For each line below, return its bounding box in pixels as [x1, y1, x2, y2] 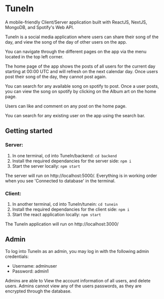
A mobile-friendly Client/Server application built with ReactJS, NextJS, [5, 19, 147, 25]
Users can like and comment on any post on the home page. [5, 103, 127, 109]
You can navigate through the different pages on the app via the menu [5, 49, 147, 54]
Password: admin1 [12, 268, 49, 274]
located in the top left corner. [5, 53, 64, 59]
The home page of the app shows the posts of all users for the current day [5, 63, 156, 69]
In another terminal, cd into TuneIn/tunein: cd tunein [12, 201, 118, 207]
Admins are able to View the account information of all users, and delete [5, 277, 151, 283]
